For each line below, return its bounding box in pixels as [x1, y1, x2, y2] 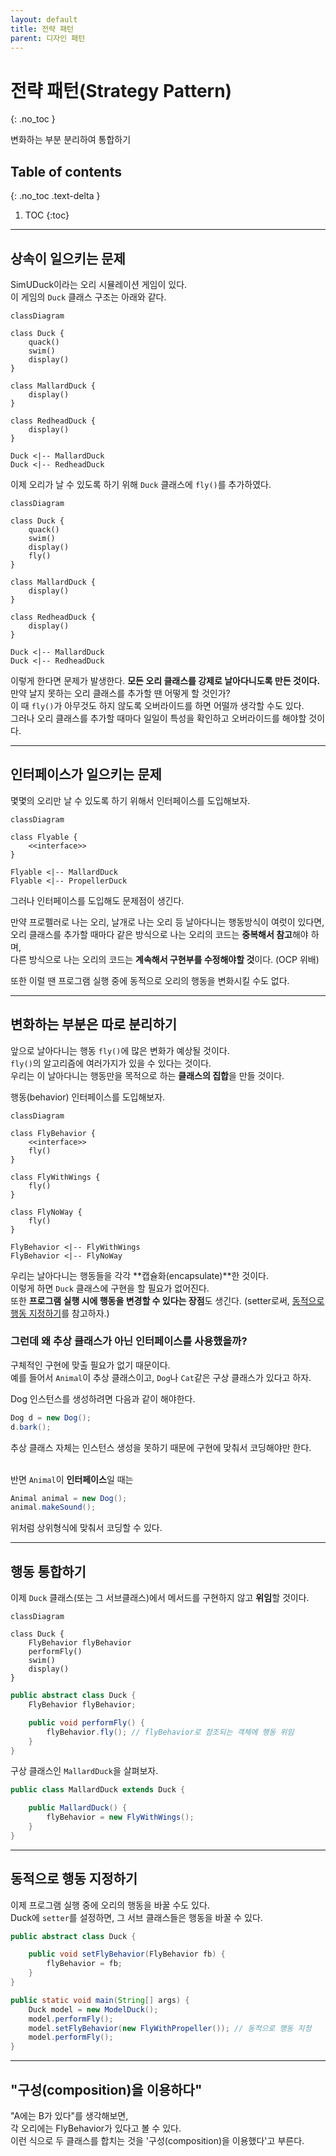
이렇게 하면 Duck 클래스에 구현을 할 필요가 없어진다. [10, 1282, 210, 1294]
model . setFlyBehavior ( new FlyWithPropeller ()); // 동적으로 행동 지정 [28, 2023, 312, 2033]
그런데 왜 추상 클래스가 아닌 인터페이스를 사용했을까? [10, 1334, 248, 1348]
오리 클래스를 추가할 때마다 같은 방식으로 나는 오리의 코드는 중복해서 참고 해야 [10, 928, 309, 940]
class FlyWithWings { [10, 1172, 101, 1182]
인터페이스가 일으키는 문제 [10, 766, 162, 783]
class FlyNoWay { [10, 1207, 83, 1217]
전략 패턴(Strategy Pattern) [10, 79, 233, 102]
